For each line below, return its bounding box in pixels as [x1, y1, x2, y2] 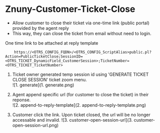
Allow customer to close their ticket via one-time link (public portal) [12, 20, 150, 26]
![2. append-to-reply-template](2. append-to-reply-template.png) [12, 102, 146, 108]
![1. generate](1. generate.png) [12, 82, 74, 88]
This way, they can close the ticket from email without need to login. [12, 30, 152, 36]
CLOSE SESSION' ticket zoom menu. [12, 76, 87, 82]
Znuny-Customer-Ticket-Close [5, 3, 135, 15]
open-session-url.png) [12, 122, 59, 128]
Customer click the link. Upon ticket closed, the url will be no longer [12, 112, 151, 118]
